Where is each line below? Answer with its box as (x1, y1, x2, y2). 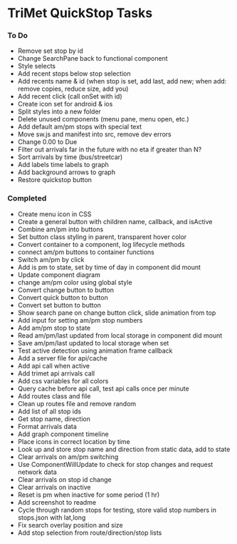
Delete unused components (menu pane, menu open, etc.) (17, 115, 190, 124)
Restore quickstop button (17, 176, 93, 184)
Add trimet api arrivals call (17, 369, 95, 378)
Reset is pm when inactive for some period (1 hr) (17, 490, 160, 499)
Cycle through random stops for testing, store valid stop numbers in (17, 505, 217, 514)
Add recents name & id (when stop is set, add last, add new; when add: (17, 77, 227, 86)
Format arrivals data (17, 422, 77, 430)
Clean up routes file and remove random (17, 399, 137, 408)
